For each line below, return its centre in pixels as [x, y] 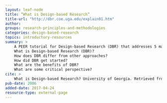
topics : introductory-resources [39, 38]
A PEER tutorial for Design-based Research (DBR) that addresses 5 [85, 47]
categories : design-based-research [42, 33]
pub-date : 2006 [21, 83]
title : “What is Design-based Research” [48, 14]
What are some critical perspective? [53, 70]
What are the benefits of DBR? [46, 65]
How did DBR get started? [41, 60]
